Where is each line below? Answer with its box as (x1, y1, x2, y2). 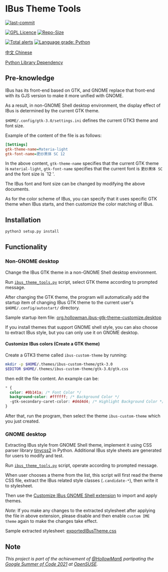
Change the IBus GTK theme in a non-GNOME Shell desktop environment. (5, 269, 157, 275)
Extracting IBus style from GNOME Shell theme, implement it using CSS (5, 442, 152, 448)
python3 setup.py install (5, 229, 59, 234)
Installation (5, 216, 41, 224)
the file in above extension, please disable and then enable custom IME (5, 513, 150, 519)
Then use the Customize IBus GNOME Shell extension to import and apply (5, 492, 157, 499)
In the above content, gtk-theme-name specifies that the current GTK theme (5, 160, 159, 166)
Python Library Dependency (5, 59, 63, 65)
